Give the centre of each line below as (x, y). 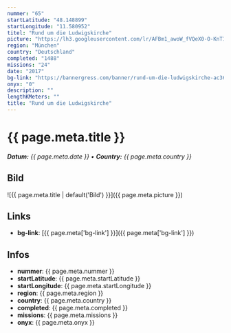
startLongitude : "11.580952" (49, 26)
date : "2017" (26, 71)
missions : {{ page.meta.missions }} (67, 315)
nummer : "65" (26, 13)
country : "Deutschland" (41, 52)
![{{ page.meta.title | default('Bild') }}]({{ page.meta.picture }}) (95, 194)
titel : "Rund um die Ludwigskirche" (59, 33)
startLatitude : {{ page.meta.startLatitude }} (79, 279)
